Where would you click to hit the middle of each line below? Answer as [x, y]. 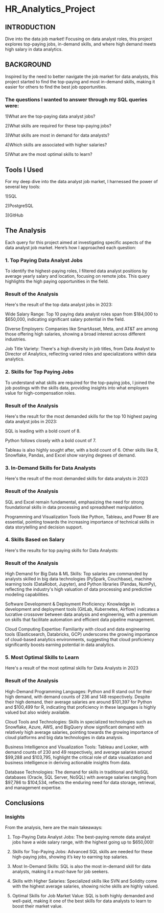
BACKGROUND [28, 65]
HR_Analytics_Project [50, 9]
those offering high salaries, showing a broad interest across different [75, 334]
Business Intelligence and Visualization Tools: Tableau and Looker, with [77, 747]
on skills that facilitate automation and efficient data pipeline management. [80, 620]
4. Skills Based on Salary [35, 540]
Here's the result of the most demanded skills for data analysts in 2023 [77, 479]
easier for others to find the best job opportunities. [56, 87]
